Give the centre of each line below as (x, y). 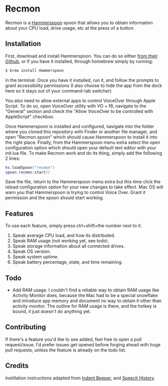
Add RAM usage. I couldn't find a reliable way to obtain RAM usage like (86, 290)
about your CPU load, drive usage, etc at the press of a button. (70, 28)
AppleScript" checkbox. (30, 117)
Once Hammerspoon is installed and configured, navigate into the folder (80, 126)
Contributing (26, 327)
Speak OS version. (32, 251)
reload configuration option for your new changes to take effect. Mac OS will (84, 187)
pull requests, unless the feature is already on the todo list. (66, 350)
